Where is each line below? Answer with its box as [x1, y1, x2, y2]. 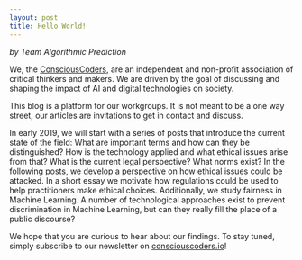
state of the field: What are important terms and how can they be [9, 137, 251, 148]
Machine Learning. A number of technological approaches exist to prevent [9, 194, 286, 205]
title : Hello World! [9, 22, 87, 31]
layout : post [9, 13, 59, 22]
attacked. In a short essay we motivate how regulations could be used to [9, 175, 279, 185]
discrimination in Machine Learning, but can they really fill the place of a [9, 203, 278, 214]
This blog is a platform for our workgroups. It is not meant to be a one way [9, 100, 285, 111]
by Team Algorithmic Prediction [9, 46, 126, 57]
